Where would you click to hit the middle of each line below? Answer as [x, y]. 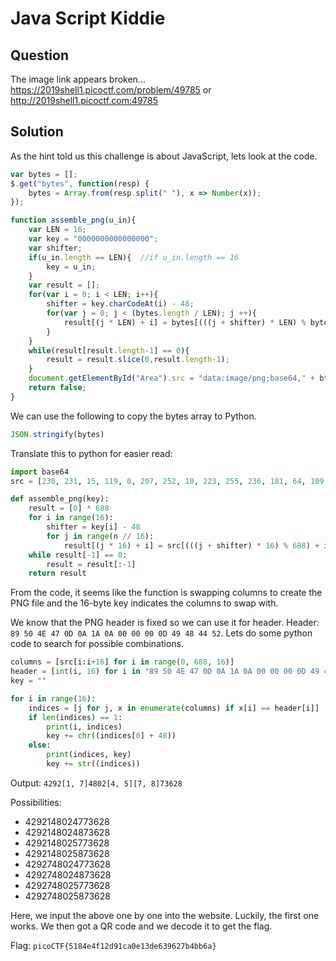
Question [39, 55]
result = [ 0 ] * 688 [69, 508]
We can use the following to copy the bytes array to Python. [133, 416]
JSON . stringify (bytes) [57, 434]
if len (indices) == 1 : [75, 717]
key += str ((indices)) [93, 764]
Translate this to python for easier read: [91, 453]
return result [57, 573]
